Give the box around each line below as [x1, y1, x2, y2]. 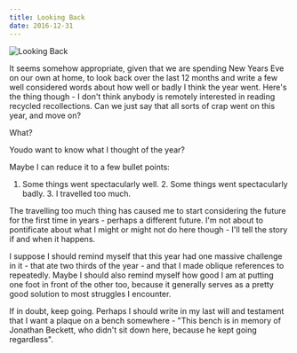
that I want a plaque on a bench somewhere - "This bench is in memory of [9, 315, 282, 326]
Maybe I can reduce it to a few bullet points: [9, 161, 171, 172]
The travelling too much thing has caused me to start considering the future [9, 205, 286, 216]
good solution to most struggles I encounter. [9, 288, 172, 299]
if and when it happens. [9, 233, 96, 244]
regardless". [9, 333, 53, 344]
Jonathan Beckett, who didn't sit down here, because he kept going [9, 325, 258, 335]
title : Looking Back [9, 12, 86, 22]
